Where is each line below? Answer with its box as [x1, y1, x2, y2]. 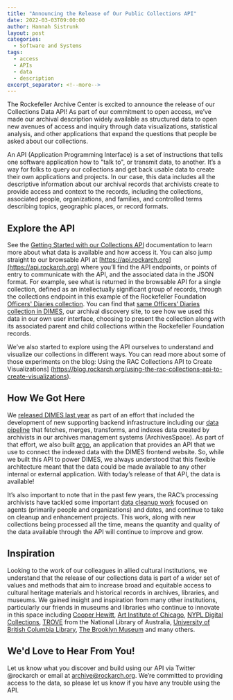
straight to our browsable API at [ [7, 256, 102, 264]
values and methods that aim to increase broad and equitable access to [7, 581, 212, 589]
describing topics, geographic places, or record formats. [7, 202, 169, 210]
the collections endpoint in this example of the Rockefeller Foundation [7, 292, 207, 301]
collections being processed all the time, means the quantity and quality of [7, 520, 221, 528]
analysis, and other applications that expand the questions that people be [7, 130, 217, 138]
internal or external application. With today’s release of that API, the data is [7, 469, 221, 478]
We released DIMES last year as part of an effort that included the [7, 410, 196, 419]
